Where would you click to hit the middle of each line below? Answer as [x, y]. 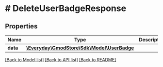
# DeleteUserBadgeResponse [66, 8]
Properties [21, 26]
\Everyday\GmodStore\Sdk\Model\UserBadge [80, 48]
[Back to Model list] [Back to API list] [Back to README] [61, 60]
